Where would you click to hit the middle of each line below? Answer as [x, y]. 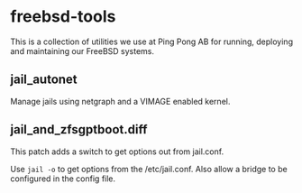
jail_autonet [44, 80]
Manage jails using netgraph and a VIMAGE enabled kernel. [120, 101]
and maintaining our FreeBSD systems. [82, 51]
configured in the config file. [63, 179]
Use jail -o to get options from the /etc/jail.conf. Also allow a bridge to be [149, 169]
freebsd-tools [63, 17]
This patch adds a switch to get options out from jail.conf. [117, 152]
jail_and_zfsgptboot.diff [79, 129]
